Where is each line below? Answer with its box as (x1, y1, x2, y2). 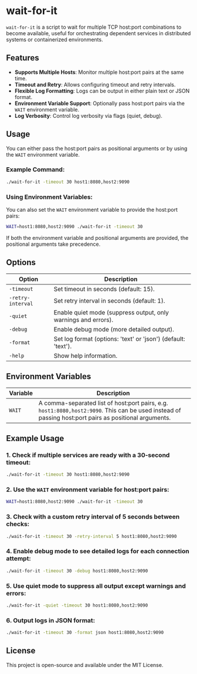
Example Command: (6, 165, 65, 174)
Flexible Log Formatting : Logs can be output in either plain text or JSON (14, 87, 190, 94)
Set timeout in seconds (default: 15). (53, 284, 155, 293)
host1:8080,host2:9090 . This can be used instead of (38, 406, 182, 414)
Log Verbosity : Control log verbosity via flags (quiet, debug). (14, 112, 163, 119)
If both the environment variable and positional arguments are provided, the (6, 234, 189, 241)
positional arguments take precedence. (6, 241, 101, 248)
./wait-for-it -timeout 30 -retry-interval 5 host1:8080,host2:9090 (6, 533, 177, 539)
